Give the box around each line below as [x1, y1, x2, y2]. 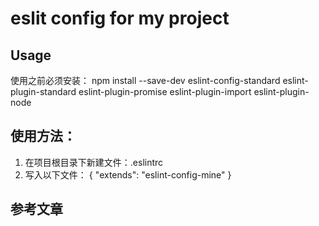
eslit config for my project [10, 7, 230, 30]
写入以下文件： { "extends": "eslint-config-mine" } [24, 168, 232, 181]
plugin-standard [10, 86, 77, 97]
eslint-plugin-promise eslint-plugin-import [78, 86, 252, 97]
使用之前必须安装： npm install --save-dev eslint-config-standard [10, 75, 281, 86]
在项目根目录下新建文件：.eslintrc [24, 156, 164, 168]
